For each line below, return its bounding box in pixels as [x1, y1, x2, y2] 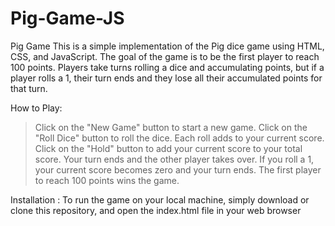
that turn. [10, 82, 48, 94]
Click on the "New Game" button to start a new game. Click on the [34, 121, 308, 133]
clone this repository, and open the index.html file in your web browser [10, 204, 302, 216]
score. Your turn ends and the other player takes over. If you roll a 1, [34, 153, 315, 165]
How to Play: [10, 102, 63, 114]
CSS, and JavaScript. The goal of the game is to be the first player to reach [10, 50, 320, 62]
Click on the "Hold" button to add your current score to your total [34, 142, 303, 154]
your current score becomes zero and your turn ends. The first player [34, 163, 322, 176]
